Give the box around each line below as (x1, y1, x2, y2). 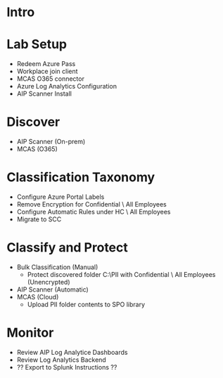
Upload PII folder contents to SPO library (27, 300, 146, 308)
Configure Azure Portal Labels (16, 193, 105, 201)
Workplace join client (16, 67, 78, 76)
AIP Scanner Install (16, 89, 72, 98)
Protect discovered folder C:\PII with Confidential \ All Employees (27, 270, 216, 278)
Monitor (6, 325, 54, 341)
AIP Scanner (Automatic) (16, 285, 89, 294)
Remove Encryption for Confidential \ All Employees (16, 200, 167, 208)
